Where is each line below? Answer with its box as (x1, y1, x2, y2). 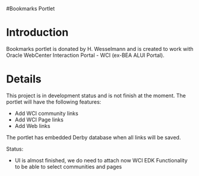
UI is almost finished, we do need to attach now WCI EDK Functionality (14, 156, 188, 164)
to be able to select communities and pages (14, 163, 122, 170)
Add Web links (14, 122, 50, 129)
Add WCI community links (14, 110, 78, 117)
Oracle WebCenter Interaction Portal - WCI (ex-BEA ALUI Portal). (6, 52, 165, 59)
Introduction (6, 26, 69, 39)
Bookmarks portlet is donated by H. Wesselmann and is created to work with (6, 45, 194, 52)
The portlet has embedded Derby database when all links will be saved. (6, 133, 181, 141)
